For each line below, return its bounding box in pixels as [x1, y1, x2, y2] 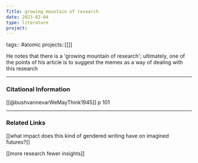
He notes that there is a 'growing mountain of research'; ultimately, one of [6, 52, 186, 59]
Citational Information [6, 85, 71, 94]
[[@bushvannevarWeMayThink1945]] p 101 [6, 98, 110, 106]
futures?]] [6, 138, 31, 145]
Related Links [6, 119, 46, 127]
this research [6, 65, 38, 72]
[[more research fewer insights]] [6, 149, 85, 157]
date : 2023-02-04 [6, 14, 49, 20]
